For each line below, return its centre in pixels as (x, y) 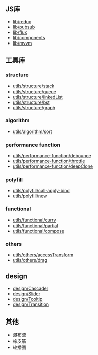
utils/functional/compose (38, 231)
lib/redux (22, 21)
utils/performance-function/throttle (49, 161)
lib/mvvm (22, 43)
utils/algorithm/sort (32, 131)
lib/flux (20, 32)
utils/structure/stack (33, 86)
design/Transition (31, 304)
